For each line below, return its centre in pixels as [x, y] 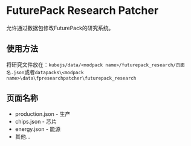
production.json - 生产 [43, 114]
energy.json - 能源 [38, 129]
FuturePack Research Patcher [83, 11]
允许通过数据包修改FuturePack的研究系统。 [60, 28]
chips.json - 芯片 [36, 121]
